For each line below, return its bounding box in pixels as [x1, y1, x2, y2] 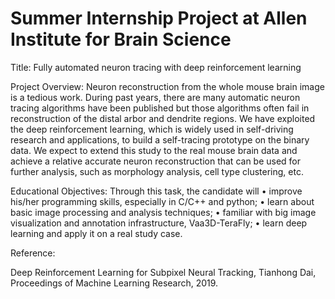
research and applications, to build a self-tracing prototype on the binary [10, 133, 310, 146]
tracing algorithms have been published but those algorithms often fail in [10, 102, 310, 114]
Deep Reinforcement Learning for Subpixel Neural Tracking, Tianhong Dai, [10, 266, 317, 278]
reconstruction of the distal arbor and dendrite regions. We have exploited [10, 112, 316, 124]
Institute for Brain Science [10, 28, 232, 51]
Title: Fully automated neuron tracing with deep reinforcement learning [10, 61, 302, 73]
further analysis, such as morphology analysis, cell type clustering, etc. [10, 165, 304, 177]
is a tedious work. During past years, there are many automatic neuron [10, 91, 301, 103]
